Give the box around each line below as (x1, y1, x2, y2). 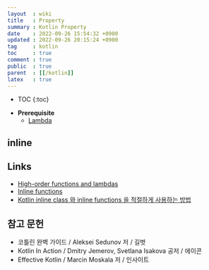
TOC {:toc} (17, 95, 49, 104)
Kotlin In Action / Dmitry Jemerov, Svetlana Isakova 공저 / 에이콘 (17, 247, 203, 255)
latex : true (7, 75, 52, 83)
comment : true (7, 56, 52, 63)
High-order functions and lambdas (17, 179, 119, 188)
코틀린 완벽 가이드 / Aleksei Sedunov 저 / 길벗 (17, 238, 146, 247)
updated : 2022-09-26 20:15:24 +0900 (7, 37, 119, 44)
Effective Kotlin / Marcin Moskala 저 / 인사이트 (17, 255, 150, 264)
